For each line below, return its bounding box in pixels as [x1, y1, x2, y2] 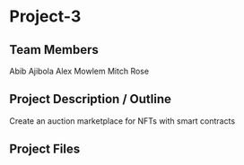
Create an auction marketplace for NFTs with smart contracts [9, 115, 236, 126]
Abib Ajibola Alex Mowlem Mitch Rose [9, 65, 150, 76]
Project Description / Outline [9, 91, 172, 107]
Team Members [9, 42, 99, 57]
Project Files [9, 142, 81, 157]
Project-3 [9, 6, 82, 27]
